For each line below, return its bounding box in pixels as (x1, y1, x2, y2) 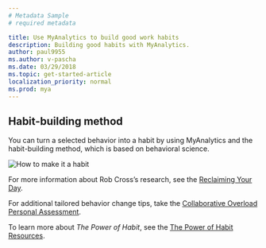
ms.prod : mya (8, 85, 52, 93)
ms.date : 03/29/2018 (8, 63, 77, 72)
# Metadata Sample (8, 11, 69, 20)
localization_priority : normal (8, 77, 112, 86)
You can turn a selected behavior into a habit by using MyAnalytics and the (8, 136, 253, 145)
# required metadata (8, 19, 77, 27)
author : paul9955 (8, 48, 66, 56)
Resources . (8, 231, 45, 241)
